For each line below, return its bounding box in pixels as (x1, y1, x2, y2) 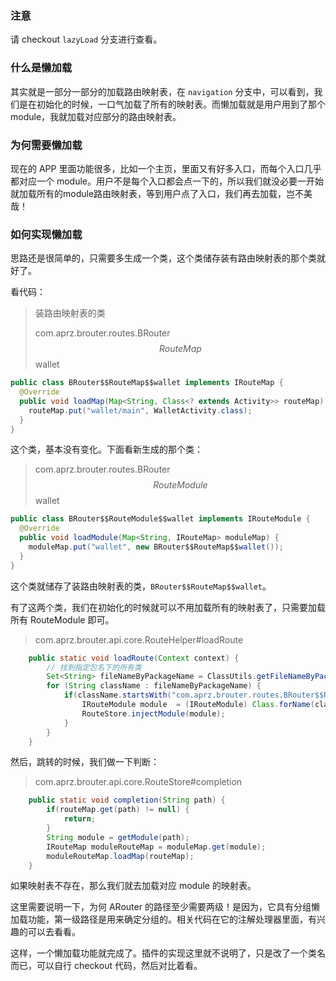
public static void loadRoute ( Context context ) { (28, 653, 240, 663)
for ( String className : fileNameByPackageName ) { (46, 681, 262, 691)
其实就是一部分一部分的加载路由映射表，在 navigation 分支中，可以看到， (10, 85, 315, 97)
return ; (63, 814, 97, 824)
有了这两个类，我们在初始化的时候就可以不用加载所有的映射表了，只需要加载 (10, 601, 326, 613)
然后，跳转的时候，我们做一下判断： (10, 756, 160, 768)
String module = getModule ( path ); (46, 832, 190, 842)
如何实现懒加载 (10, 227, 83, 241)
